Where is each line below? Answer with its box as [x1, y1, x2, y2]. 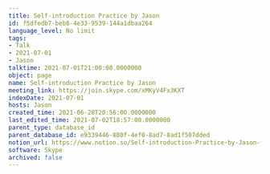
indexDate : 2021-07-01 [8, 94, 84, 102]
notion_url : [8, 138, 48, 147]
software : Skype [8, 146, 63, 154]
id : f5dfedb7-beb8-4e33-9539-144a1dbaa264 [8, 19, 153, 27]
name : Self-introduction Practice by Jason [8, 79, 157, 87]
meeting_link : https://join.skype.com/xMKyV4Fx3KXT [8, 86, 185, 95]
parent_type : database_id [8, 123, 95, 132]
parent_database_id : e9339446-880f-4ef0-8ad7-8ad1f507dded [8, 131, 211, 139]
